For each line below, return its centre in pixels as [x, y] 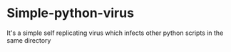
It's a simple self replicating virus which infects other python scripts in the [115, 33]
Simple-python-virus [71, 13]
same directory [29, 40]
